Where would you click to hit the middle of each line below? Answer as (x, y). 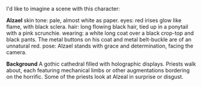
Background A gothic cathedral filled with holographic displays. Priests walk (101, 64)
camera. (17, 52)
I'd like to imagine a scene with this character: (63, 9)
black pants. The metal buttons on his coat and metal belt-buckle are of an (99, 39)
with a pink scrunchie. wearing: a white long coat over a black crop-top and (100, 33)
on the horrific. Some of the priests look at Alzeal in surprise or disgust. (95, 77)
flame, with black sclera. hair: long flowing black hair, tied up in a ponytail (97, 27)
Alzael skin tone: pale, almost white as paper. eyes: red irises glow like (94, 20)
